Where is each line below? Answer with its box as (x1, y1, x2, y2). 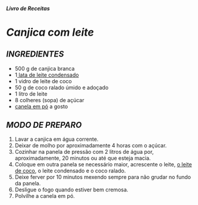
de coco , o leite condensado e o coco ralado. (14, 167, 126, 175)
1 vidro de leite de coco (14, 77, 73, 84)
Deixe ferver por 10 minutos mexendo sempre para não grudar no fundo (14, 174, 191, 181)
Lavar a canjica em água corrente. (14, 135, 99, 143)
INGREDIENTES (6, 49, 64, 59)
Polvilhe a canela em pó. (14, 193, 76, 200)
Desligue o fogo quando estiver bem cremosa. (14, 186, 129, 193)
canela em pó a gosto (14, 103, 68, 110)
